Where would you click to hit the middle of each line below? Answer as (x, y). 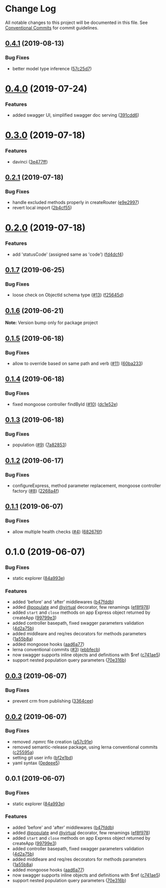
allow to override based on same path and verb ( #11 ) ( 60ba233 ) (78, 363)
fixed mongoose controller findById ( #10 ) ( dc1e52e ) (65, 404)
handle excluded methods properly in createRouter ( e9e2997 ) (76, 202)
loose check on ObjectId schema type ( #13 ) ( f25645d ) (68, 295)
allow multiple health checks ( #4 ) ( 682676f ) (57, 532)
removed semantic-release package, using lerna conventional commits (85, 747)
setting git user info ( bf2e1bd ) (43, 757)
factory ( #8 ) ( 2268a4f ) (36, 491)
